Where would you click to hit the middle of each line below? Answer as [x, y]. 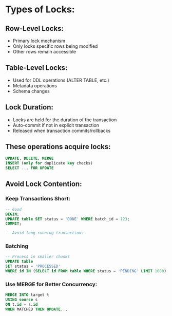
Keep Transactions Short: [38, 199]
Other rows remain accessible [44, 52]
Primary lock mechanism [39, 41]
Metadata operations [35, 85]
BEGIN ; [12, 214]
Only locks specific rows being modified [55, 46]
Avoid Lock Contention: [44, 184]
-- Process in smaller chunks [38, 257]
